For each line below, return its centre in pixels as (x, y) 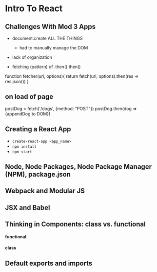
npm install (24, 147)
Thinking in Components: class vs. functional (75, 224)
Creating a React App (38, 129)
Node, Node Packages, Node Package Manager (78, 167)
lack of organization (32, 57)
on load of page (29, 97)
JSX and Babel (28, 208)
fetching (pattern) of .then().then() (46, 67)
